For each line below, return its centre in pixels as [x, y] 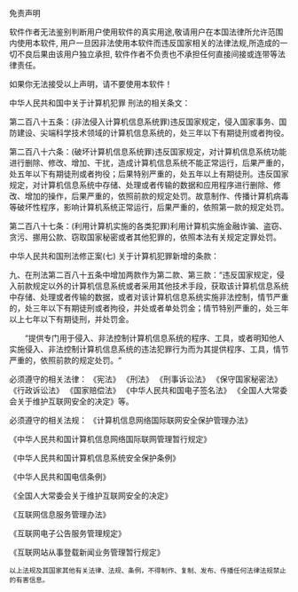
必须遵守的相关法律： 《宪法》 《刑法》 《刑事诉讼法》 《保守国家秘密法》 [145, 379]
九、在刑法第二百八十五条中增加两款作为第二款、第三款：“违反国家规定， [143, 275]
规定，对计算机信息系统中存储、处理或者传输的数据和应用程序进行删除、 [141, 185]
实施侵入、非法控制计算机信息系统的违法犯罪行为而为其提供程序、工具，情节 [149, 349]
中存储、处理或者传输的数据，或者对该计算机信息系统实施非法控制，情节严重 [149, 297]
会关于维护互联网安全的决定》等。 [71, 401]
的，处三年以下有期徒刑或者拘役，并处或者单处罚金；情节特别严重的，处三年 [149, 308]
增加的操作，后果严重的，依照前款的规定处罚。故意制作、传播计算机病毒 [157, 196]
